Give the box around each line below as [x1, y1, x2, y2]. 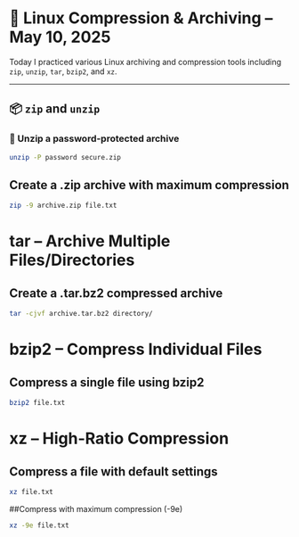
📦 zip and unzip [9, 102, 101, 117]
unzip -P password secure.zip [9, 153, 122, 161]
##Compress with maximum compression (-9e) [9, 503, 183, 514]
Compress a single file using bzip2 [9, 375, 205, 390]
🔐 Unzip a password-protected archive [9, 133, 180, 145]
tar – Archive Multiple [9, 231, 171, 252]
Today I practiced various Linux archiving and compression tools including [9, 56, 282, 67]
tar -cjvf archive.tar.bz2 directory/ [9, 310, 153, 318]
